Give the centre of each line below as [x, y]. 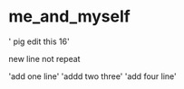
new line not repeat [44, 58]
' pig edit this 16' [39, 41]
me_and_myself [69, 17]
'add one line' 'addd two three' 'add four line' [93, 76]
